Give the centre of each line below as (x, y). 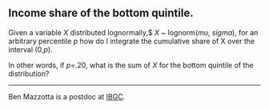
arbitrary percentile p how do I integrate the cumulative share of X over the (131, 41)
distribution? (29, 73)
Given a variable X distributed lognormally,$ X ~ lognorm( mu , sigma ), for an (133, 32)
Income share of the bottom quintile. (101, 13)
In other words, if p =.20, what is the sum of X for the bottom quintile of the (131, 65)
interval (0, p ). (31, 49)
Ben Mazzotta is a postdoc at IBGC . (67, 96)
